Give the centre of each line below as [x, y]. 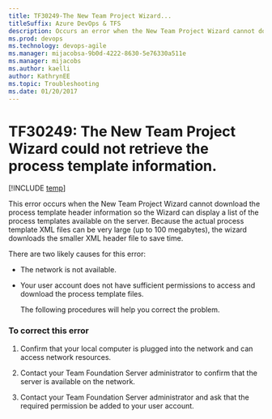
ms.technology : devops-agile [57, 46]
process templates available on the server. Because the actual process [126, 221]
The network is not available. [68, 270]
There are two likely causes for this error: [77, 254]
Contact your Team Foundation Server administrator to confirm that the [138, 373]
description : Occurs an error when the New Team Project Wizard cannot [132, 31]
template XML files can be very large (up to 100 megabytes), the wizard [127, 230]
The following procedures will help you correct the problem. [120, 310]
